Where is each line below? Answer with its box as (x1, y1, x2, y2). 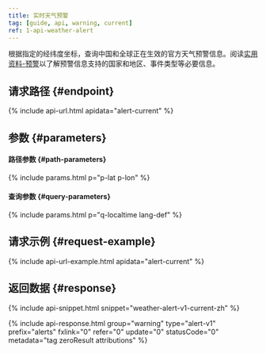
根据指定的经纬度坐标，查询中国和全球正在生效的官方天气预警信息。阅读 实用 (8, 49, 258, 59)
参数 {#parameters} (8, 131, 107, 144)
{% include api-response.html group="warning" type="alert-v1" (8, 318, 216, 328)
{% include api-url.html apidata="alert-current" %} (8, 106, 174, 116)
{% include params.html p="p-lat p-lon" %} (8, 172, 150, 182)
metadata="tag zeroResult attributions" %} (8, 335, 148, 345)
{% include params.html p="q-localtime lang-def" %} (8, 209, 183, 219)
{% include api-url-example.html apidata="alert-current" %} (8, 256, 204, 266)
